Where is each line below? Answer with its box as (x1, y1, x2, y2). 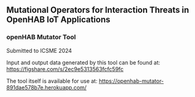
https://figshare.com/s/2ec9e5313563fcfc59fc (6, 65, 124, 72)
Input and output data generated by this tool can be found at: (6, 58, 161, 66)
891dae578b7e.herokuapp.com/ (6, 83, 87, 91)
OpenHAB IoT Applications (6, 15, 110, 25)
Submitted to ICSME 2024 (6, 47, 72, 54)
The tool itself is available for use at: (6, 77, 98, 85)
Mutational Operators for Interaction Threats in (6, 5, 189, 15)
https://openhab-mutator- (99, 77, 164, 85)
